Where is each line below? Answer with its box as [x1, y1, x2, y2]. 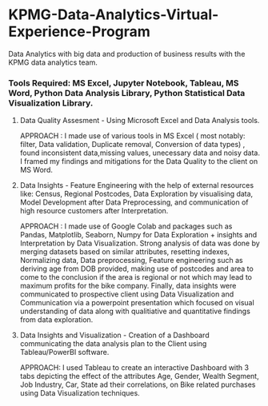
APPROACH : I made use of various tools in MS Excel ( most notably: [19, 131, 246, 141]
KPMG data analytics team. [8, 58, 98, 67]
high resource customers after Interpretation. [19, 206, 169, 216]
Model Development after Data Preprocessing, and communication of [19, 197, 249, 207]
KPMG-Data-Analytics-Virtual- [8, 6, 219, 24]
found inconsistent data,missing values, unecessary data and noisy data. [19, 148, 260, 157]
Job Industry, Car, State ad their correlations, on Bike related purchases [19, 380, 256, 389]
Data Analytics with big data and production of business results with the [8, 49, 246, 58]
